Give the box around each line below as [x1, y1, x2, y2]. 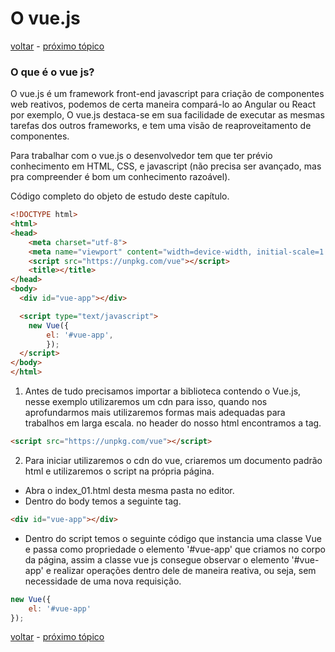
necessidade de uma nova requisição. [24, 575, 182, 587]
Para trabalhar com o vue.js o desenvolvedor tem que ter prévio [10, 150, 273, 162]
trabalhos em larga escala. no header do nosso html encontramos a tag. [24, 417, 322, 429]
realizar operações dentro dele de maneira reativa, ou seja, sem [53, 564, 317, 576]
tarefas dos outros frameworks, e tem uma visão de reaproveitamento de [10, 120, 312, 132]
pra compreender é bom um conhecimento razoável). [10, 171, 231, 183]
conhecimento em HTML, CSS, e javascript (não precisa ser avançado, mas [10, 160, 322, 172]
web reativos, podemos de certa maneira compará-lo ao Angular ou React [10, 98, 316, 111]
